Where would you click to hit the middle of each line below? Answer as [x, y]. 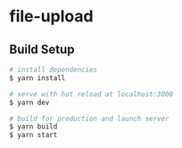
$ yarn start [33, 136]
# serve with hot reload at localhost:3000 [91, 94]
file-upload [51, 16]
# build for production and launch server [89, 119]
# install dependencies [54, 70]
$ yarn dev [29, 103]
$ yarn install [37, 78]
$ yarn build [33, 127]
